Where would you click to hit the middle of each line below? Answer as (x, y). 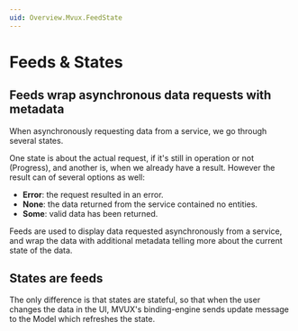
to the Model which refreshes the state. (82, 319)
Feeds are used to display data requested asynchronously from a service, (146, 231)
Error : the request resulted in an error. (93, 194)
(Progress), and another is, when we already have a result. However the (142, 167)
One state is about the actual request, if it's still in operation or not (132, 157)
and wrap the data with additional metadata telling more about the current (146, 240)
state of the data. (41, 250)
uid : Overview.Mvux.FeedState (66, 18)
